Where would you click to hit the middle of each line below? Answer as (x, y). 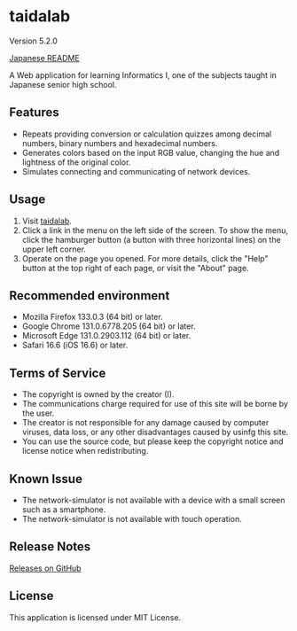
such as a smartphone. (64, 510)
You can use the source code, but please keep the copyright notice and (152, 441)
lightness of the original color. (76, 162)
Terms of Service (58, 373)
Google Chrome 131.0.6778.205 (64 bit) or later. (109, 326)
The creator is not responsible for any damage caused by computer (145, 423)
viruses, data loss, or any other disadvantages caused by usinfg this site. (155, 432)
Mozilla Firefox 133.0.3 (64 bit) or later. (92, 317)
